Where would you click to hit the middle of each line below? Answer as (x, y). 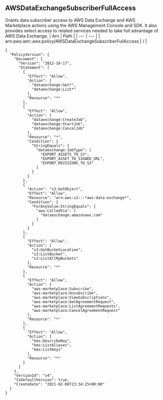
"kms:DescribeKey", (51, 341)
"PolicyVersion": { (30, 55)
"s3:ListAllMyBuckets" (55, 258)
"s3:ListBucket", (49, 254)
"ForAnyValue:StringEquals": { (64, 206)
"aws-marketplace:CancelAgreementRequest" (76, 310)
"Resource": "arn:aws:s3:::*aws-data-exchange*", (79, 198)
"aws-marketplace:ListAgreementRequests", (76, 306)
